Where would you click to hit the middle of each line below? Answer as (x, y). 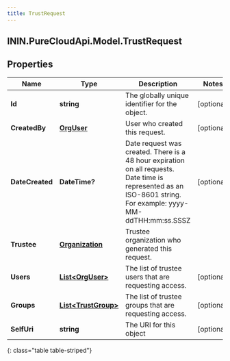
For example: (146, 203)
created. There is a (156, 151)
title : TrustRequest (37, 13)
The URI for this (151, 325)
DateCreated (32, 182)
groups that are (150, 305)
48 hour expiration (155, 160)
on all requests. (150, 169)
